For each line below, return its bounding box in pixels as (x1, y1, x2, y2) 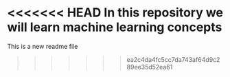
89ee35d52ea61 (126, 63, 173, 71)
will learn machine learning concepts (7, 19, 222, 35)
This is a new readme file (7, 42, 78, 50)
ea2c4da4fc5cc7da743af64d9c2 (126, 55, 220, 63)
